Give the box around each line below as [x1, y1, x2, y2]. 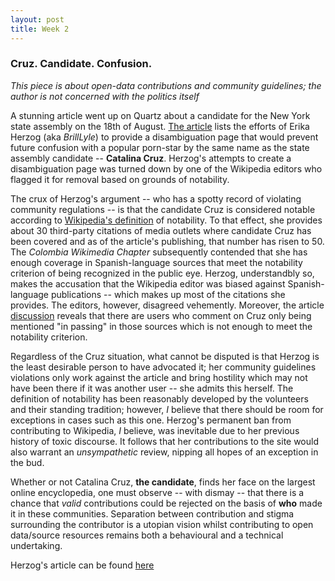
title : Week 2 [10, 24, 70, 34]
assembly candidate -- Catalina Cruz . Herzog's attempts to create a [10, 152, 292, 164]
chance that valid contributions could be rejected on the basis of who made [10, 497, 323, 509]
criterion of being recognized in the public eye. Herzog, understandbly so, [10, 267, 315, 279]
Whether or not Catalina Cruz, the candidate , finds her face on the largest [10, 476, 316, 488]
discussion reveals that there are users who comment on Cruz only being [10, 309, 312, 321]
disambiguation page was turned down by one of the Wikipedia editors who [10, 162, 323, 175]
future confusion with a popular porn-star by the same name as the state [10, 141, 310, 153]
